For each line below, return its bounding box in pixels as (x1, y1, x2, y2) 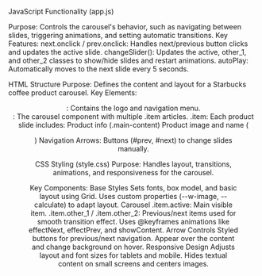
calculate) (34, 200, 67, 209)
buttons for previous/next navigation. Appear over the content (32, 234, 235, 243)
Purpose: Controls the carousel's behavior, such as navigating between (8, 22, 242, 31)
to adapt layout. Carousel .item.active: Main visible (67, 200, 233, 209)
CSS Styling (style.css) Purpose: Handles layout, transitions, (34, 159, 233, 169)
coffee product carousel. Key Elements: (8, 88, 137, 98)
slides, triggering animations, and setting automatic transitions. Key (8, 31, 229, 40)
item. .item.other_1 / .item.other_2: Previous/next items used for (30, 209, 237, 217)
